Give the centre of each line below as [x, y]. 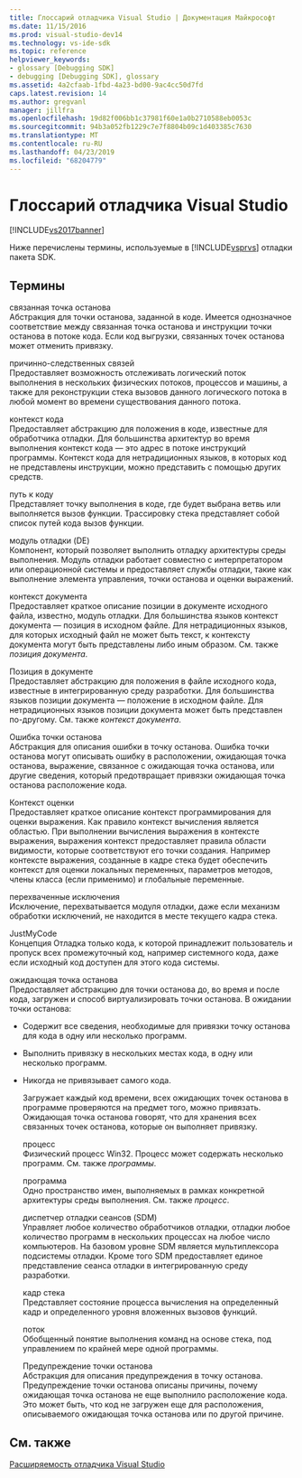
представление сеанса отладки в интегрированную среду [135, 1266]
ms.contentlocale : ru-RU [56, 144]
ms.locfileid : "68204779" [58, 160]
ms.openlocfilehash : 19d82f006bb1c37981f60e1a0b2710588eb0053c [131, 118]
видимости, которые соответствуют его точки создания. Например [140, 851]
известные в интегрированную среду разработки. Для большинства [142, 691]
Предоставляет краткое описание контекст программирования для [141, 812]
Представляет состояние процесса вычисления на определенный [151, 1303]
